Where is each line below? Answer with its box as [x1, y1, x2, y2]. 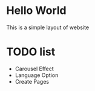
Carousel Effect [15, 65, 54, 72]
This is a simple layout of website [6, 24, 90, 31]
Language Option [15, 71, 59, 79]
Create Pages [15, 78, 50, 85]
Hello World [6, 4, 67, 18]
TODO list [6, 45, 56, 59]
